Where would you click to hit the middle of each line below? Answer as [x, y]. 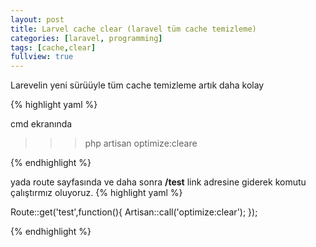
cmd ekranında [41, 124]
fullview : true [42, 57]
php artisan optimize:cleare [141, 143]
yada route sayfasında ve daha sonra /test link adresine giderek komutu [158, 182]
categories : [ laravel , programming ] [86, 38]
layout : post [37, 19]
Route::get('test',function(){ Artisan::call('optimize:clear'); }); [134, 212]
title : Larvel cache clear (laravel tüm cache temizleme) [133, 29]
